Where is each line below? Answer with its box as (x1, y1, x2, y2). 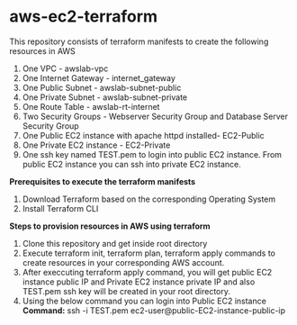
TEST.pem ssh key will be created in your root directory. (22, 285, 231, 296)
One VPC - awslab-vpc (22, 63, 109, 74)
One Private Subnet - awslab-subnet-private (22, 92, 188, 103)
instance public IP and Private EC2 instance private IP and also (22, 276, 256, 287)
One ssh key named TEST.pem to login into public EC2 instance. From (22, 149, 282, 159)
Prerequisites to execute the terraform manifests (9, 176, 196, 186)
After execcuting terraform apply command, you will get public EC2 (22, 266, 273, 277)
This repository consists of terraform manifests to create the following (9, 36, 269, 47)
